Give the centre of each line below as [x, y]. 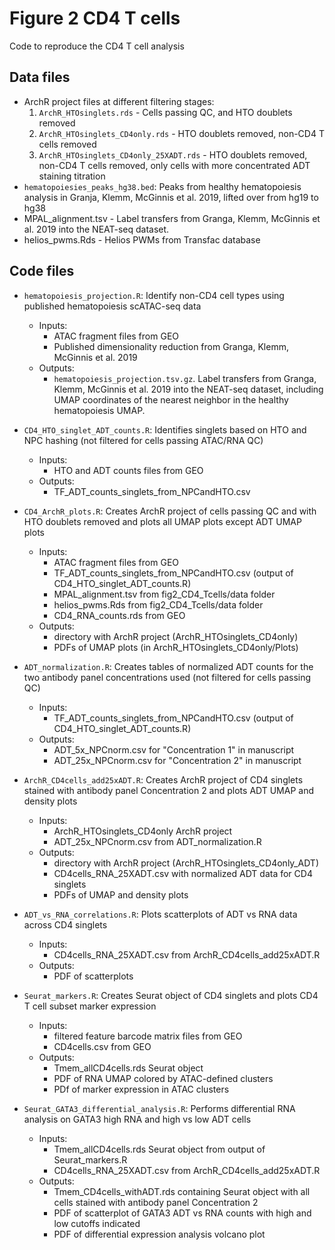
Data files [40, 77]
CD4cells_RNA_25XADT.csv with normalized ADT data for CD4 [183, 873]
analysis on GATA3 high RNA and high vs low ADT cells [137, 1119]
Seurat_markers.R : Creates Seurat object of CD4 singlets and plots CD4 [171, 995]
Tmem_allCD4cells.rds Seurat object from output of [159, 1149]
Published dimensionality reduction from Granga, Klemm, [171, 346]
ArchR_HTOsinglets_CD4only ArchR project [143, 831]
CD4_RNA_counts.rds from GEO [119, 615]
